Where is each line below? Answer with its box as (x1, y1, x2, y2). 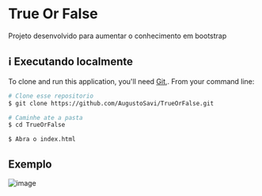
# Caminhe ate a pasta (8, 113, 83, 121)
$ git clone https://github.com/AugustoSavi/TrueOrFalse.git (8, 99, 215, 107)
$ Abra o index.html (8, 136, 77, 144)
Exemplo (8, 157, 52, 171)
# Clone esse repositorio (8, 92, 93, 100)
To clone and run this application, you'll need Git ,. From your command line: (8, 76, 255, 86)
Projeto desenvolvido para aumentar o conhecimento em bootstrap (8, 31, 227, 40)
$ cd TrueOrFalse (8, 121, 66, 129)
